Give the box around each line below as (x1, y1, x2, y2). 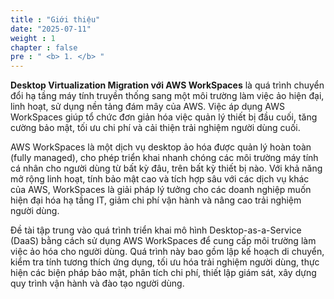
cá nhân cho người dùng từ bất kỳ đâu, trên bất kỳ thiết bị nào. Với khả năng (10, 162, 323, 175)
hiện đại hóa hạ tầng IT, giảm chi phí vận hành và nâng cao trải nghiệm (10, 194, 302, 206)
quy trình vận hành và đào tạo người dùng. (10, 277, 185, 290)
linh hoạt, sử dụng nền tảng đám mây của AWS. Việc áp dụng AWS (10, 101, 285, 113)
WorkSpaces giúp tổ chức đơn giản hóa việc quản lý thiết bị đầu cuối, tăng (10, 111, 318, 123)
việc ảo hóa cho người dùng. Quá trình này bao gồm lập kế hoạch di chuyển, (10, 246, 325, 258)
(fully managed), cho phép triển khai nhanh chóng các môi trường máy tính (10, 152, 319, 164)
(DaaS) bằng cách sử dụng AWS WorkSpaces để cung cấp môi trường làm (10, 235, 317, 247)
